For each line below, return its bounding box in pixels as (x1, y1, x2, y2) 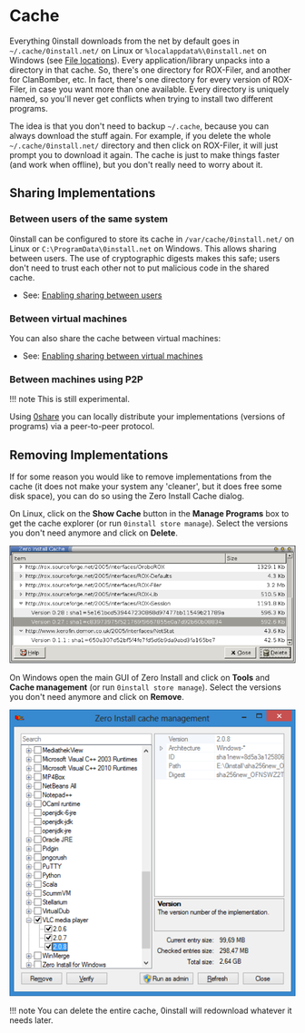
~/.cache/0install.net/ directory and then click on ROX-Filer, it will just (9, 140, 279, 151)
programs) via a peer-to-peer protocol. (9, 421, 155, 432)
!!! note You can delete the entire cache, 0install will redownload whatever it (9, 1005, 292, 1017)
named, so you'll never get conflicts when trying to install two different (9, 93, 273, 104)
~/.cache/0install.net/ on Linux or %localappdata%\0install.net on (9, 44, 267, 55)
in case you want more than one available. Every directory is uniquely (29, 84, 290, 94)
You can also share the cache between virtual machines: (9, 332, 221, 343)
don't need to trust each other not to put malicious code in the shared (9, 262, 270, 273)
